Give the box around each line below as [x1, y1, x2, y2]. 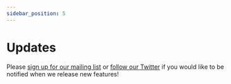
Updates [6, 39, 57, 55]
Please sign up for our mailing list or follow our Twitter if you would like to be [6, 63, 225, 71]
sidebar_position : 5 [6, 10, 66, 17]
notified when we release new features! [6, 70, 119, 78]
